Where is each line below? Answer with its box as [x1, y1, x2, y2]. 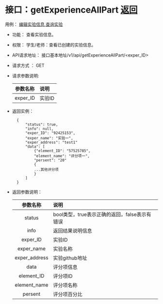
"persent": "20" [33, 158, 67, 163]
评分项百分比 [53, 291, 82, 298]
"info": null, [25, 126, 54, 131]
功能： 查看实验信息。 [12, 31, 56, 37]
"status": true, [25, 122, 58, 127]
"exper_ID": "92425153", [25, 130, 76, 136]
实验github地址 [53, 255, 87, 261]
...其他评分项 [33, 167, 59, 172]
